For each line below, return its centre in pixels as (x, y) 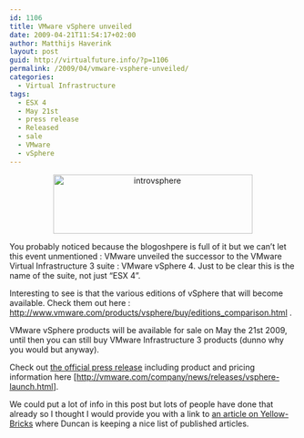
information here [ (43, 377)
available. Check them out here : (70, 302)
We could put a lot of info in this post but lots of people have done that (142, 404)
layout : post (34, 52)
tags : (20, 94)
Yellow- (274, 413)
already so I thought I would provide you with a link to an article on (134, 413)
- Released (38, 128)
